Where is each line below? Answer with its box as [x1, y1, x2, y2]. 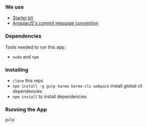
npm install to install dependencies [12, 93, 87, 99]
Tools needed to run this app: [5, 44, 66, 50]
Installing [5, 66, 29, 73]
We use [5, 3, 24, 10]
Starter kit [12, 15, 34, 21]
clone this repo [12, 77, 44, 83]
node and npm [12, 53, 39, 59]
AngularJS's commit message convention [12, 20, 99, 26]
